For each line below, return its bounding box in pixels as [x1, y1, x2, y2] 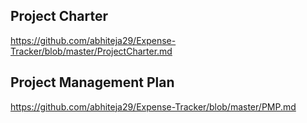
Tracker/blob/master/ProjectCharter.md [10, 45, 173, 57]
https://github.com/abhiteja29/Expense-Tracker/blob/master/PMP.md [10, 100, 297, 113]
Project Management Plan [10, 74, 175, 91]
